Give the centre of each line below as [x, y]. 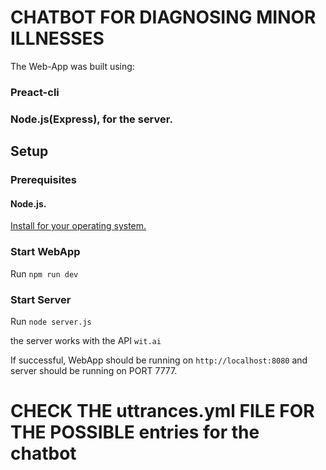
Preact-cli [35, 92]
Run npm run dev [44, 273]
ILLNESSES [57, 38]
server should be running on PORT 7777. [94, 370]
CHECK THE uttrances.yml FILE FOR [162, 411]
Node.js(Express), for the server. [91, 119]
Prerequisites [43, 180]
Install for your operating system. [78, 226]
